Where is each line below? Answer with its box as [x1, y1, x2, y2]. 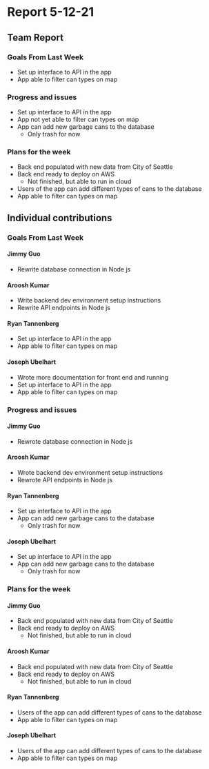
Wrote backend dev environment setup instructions [17, 468, 163, 476]
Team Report [7, 32, 64, 43]
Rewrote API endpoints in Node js [17, 475, 112, 484]
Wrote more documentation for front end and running [17, 373, 169, 381]
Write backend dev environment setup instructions [17, 296, 161, 305]
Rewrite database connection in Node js [17, 265, 131, 273]
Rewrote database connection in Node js [17, 437, 133, 445]
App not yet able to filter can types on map [17, 115, 139, 124]
